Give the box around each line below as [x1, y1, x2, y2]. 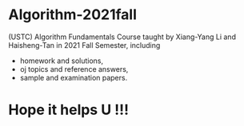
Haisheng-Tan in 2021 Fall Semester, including [8, 40, 161, 49]
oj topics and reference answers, [19, 64, 129, 73]
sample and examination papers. [19, 73, 128, 82]
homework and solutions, [19, 56, 104, 65]
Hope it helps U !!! [8, 101, 130, 119]
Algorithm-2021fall [8, 6, 138, 24]
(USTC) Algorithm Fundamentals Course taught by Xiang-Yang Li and [8, 32, 236, 41]
